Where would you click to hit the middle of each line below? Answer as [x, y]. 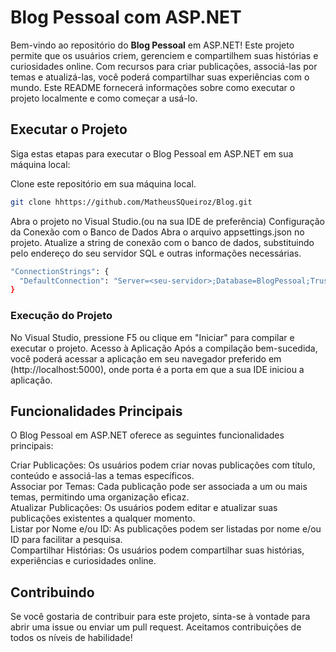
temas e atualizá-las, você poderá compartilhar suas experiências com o [160, 77]
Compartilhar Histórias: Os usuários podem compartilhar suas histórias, [157, 550]
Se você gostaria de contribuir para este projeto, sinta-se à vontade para [160, 617]
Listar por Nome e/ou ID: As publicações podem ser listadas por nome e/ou [166, 529]
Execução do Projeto [61, 316]
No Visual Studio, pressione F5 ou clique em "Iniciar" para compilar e [152, 337]
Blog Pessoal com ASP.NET [126, 17]
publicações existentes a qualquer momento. [103, 518]
